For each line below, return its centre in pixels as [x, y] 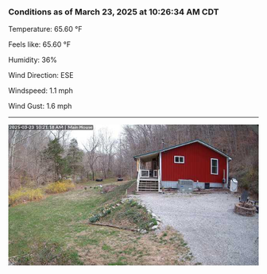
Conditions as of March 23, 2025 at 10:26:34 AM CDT [114, 12]
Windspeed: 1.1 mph [41, 91]
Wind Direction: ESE [41, 75]
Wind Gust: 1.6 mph [40, 106]
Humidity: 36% [33, 60]
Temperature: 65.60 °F [45, 29]
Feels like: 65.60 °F [40, 44]
